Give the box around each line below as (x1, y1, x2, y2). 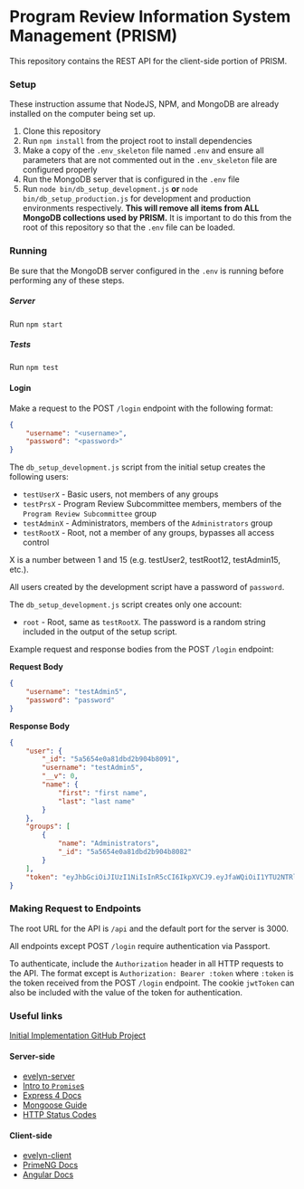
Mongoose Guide (22, 1099, 88, 1110)
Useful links (9, 1009, 63, 1022)
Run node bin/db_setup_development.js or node (22, 184, 199, 195)
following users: (9, 471, 70, 482)
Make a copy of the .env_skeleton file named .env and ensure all (22, 145, 264, 156)
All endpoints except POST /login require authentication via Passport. (9, 940, 271, 951)
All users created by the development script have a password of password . (9, 582, 285, 593)
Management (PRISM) (9, 25, 178, 46)
